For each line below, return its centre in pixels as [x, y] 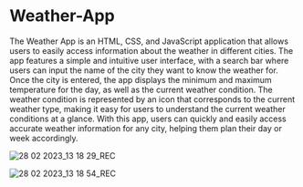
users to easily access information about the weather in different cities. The [151, 50]
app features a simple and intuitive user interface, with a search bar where [149, 60]
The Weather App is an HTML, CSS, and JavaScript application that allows [149, 41]
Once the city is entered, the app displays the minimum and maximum [141, 79]
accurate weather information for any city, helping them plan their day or [146, 128]
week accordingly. [44, 138]
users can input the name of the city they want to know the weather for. [144, 70]
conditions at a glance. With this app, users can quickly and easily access [148, 119]
